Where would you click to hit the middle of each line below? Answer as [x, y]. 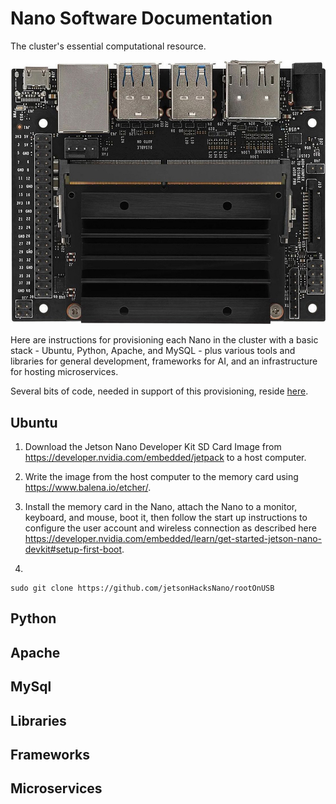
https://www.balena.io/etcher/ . [88, 488]
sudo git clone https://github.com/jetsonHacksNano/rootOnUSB [142, 588]
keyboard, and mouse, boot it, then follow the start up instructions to [166, 518]
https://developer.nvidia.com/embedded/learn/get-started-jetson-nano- [173, 539]
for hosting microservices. [64, 372]
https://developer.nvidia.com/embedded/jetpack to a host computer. [165, 458]
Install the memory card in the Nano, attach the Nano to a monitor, [161, 507]
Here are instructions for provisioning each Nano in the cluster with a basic [164, 340]
